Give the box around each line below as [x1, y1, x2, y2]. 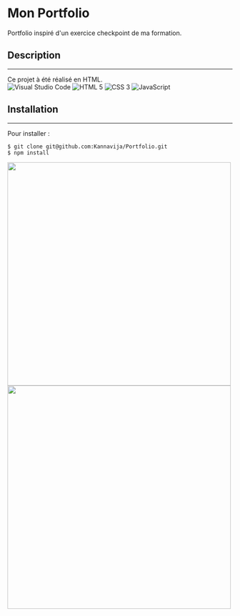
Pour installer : [7, 129, 50, 137]
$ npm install [7, 149, 50, 157]
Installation [7, 104, 59, 116]
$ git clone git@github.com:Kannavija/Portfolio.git [7, 143, 168, 150]
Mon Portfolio [7, 5, 90, 21]
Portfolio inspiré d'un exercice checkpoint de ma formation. [7, 29, 182, 37]
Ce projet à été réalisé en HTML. [7, 75, 103, 84]
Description [7, 49, 61, 61]
